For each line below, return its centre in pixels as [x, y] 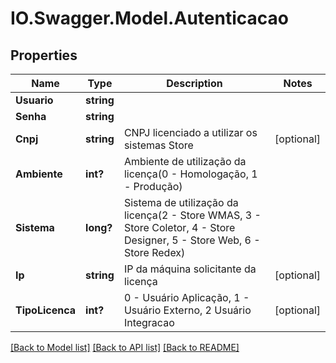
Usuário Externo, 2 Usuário [187, 310]
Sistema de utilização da [181, 202]
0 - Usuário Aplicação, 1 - [186, 297]
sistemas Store [158, 145]
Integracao [149, 322]
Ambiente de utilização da [185, 161]
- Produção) [153, 186]
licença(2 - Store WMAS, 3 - [192, 215]
